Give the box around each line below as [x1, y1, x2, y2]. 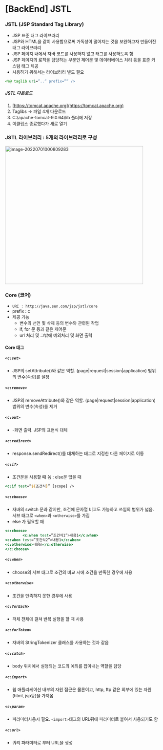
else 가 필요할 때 [12, 519, 44, 525]
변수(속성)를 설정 [17, 374, 50, 380]
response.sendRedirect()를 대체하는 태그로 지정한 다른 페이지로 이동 [12, 450, 144, 456]
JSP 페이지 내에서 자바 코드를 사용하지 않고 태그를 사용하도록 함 [12, 51, 134, 57]
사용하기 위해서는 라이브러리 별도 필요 [12, 69, 84, 75]
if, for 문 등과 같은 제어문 [19, 326, 67, 332]
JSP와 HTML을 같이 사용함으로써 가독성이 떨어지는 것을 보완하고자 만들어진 [12, 39, 156, 44]
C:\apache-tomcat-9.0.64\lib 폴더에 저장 [12, 115, 92, 121]
